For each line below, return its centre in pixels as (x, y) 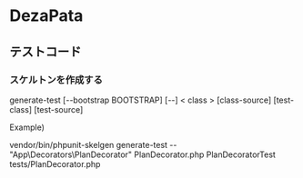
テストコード (45, 51)
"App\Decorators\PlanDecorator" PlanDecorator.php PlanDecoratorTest (142, 154)
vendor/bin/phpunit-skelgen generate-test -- (93, 144)
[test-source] (59, 109)
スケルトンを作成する (56, 80)
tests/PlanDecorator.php (55, 163)
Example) (27, 127)
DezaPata (46, 16)
